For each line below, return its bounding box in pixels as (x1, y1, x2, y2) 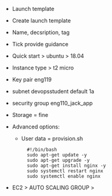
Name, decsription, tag (12, 29, 70, 36)
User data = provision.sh (21, 135, 83, 142)
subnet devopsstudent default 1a (12, 88, 94, 95)
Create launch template (12, 17, 71, 24)
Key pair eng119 (12, 76, 52, 83)
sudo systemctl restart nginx (26, 168, 103, 174)
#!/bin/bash (26, 147, 57, 153)
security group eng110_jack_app (12, 100, 93, 107)
